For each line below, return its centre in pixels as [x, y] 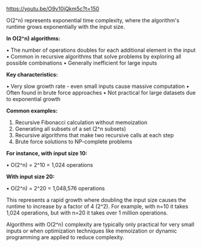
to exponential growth [33, 99]
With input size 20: [30, 177]
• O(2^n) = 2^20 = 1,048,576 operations [56, 188]
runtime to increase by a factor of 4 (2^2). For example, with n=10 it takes [97, 206]
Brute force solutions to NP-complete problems [74, 142]
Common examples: [32, 111]
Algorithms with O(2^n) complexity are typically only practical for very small [100, 224]
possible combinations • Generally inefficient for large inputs [82, 63]
